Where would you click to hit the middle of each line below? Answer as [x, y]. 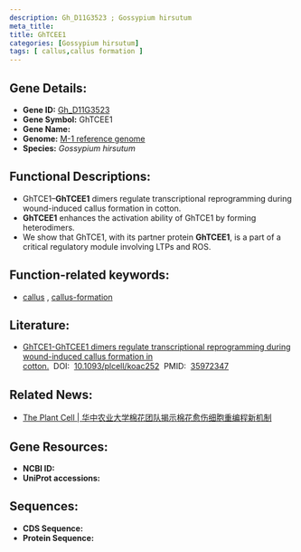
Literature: [40, 325]
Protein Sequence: [58, 538]
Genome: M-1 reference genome [84, 138]
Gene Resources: [59, 447]
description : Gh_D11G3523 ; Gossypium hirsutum [101, 18]
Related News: [51, 395]
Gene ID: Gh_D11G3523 [66, 109]
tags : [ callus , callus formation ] [76, 52]
